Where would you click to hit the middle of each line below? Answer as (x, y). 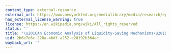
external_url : (20, 15)
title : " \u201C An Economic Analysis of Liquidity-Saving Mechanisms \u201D (86, 33)
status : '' (17, 29)
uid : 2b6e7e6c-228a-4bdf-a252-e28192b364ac (52, 38)
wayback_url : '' (22, 43)
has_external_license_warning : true (44, 19)
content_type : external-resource (41, 10)
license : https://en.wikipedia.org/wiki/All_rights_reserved (72, 24)
